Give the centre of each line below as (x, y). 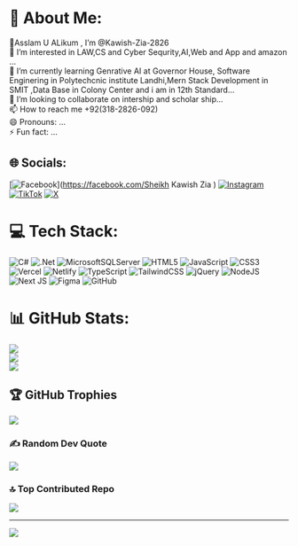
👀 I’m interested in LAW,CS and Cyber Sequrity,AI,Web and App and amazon (148, 51)
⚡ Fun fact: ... (33, 131)
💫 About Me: (56, 18)
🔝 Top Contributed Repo (62, 488)
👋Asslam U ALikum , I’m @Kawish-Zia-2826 (90, 43)
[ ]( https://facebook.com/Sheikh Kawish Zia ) (113, 184)
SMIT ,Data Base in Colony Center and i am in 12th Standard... (122, 90)
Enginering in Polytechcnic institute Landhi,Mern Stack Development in (139, 80)
